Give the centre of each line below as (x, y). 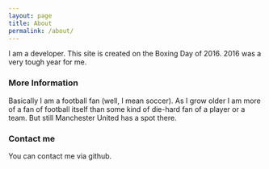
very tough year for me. (48, 62)
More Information (43, 83)
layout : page (30, 16)
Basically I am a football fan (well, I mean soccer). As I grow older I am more (134, 101)
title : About (30, 23)
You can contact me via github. (60, 156)
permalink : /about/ (41, 31)
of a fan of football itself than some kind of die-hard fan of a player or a (127, 109)
